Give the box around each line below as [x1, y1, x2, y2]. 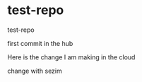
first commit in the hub [7, 39, 73, 47]
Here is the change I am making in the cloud [7, 52, 136, 61]
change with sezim [7, 66, 62, 75]
